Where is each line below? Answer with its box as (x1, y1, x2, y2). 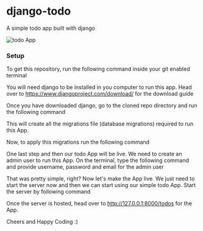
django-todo (6, 4, 71, 18)
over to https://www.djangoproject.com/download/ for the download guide (6, 90, 194, 98)
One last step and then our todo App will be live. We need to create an (6, 151, 182, 158)
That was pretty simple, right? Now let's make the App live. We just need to (6, 175, 195, 182)
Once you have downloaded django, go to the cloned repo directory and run (6, 102, 198, 109)
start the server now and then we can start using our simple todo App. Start (6, 182, 196, 189)
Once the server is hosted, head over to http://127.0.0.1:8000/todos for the (6, 200, 192, 207)
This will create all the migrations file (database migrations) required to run (6, 120, 194, 127)
